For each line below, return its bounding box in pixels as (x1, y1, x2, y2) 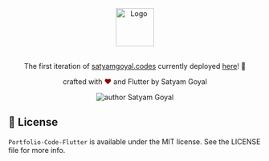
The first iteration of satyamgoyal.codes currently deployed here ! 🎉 (23, 62, 247, 70)
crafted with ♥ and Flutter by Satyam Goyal (63, 77, 207, 87)
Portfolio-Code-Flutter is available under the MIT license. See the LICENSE (8, 136, 261, 147)
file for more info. (8, 145, 66, 155)
